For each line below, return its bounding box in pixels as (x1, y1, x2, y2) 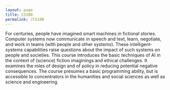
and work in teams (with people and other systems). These (5, 41, 129, 48)
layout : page (5, 7, 33, 13)
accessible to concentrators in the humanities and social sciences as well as (5, 74, 165, 80)
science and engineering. (5, 79, 59, 85)
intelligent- (129, 41, 153, 48)
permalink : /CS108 (5, 17, 44, 22)
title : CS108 (5, 12, 33, 17)
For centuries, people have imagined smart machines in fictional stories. (5, 31, 156, 37)
